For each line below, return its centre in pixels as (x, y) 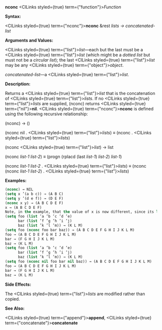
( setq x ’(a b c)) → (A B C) (34, 194)
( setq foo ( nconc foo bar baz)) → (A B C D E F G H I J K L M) (70, 230)
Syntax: (13, 16)
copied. (13, 299)
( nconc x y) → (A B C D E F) (34, 203)
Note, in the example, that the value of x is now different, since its (80, 212)
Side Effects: (18, 284)
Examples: (16, 181)
